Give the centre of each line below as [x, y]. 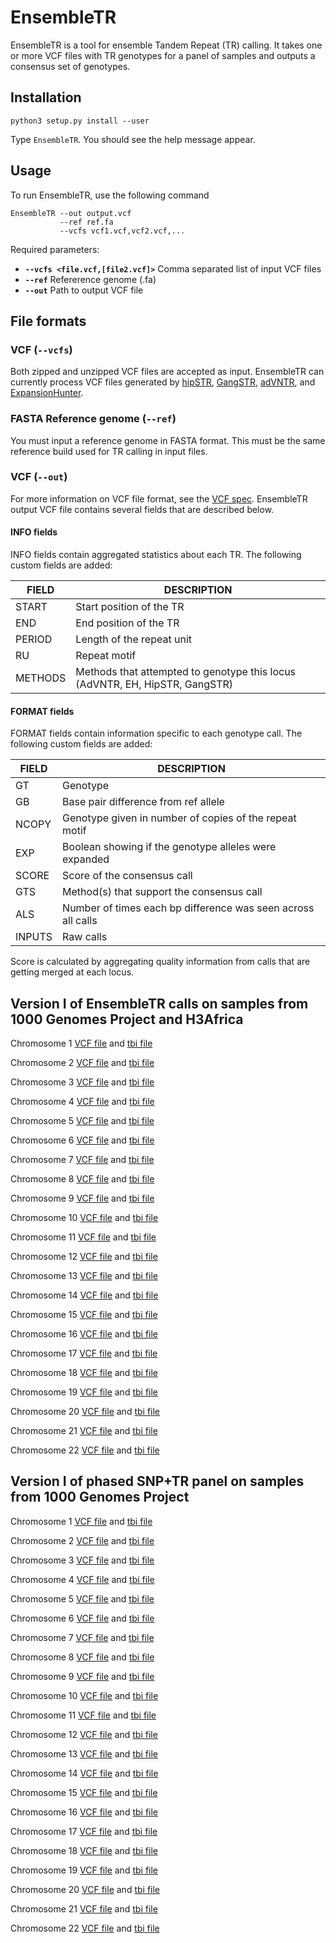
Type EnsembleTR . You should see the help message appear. [133, 139]
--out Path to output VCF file [84, 290]
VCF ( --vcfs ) [41, 349]
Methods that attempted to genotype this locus [186, 672]
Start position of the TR [130, 607]
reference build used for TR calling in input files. [109, 451]
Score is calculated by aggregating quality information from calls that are [160, 962]
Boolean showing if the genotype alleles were [169, 847]
